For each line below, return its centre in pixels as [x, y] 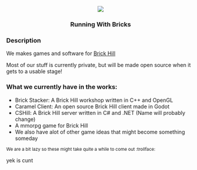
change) [25, 119]
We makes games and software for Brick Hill [61, 53]
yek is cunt [20, 160]
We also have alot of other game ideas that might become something [100, 132]
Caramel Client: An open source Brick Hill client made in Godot [92, 106]
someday [26, 138]
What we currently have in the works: [62, 87]
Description [24, 40]
